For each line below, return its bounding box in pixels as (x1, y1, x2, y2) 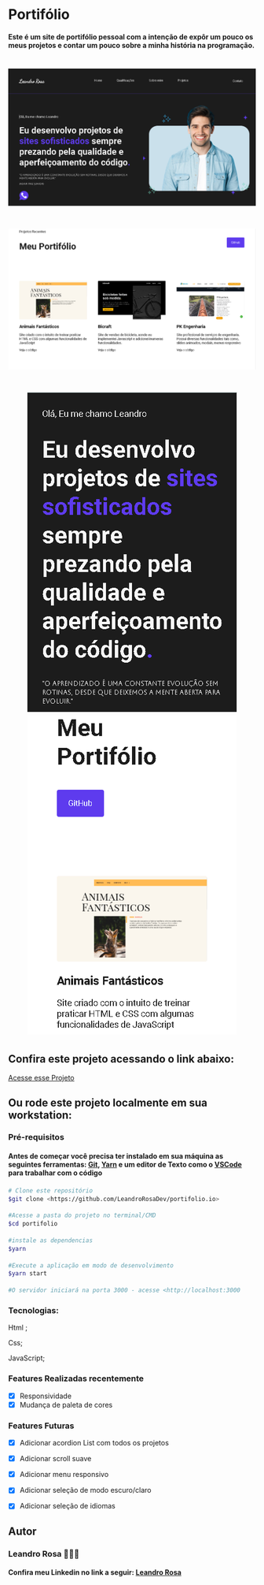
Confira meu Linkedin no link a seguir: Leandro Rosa (8, 1568, 182, 1577)
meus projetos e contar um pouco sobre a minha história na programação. (8, 40, 255, 50)
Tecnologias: (8, 1304, 59, 1315)
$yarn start (8, 1270, 47, 1278)
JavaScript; (8, 1353, 46, 1363)
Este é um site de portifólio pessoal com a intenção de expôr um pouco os (8, 32, 254, 41)
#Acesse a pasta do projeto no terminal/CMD (8, 1211, 156, 1219)
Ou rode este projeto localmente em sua (8, 1096, 208, 1109)
